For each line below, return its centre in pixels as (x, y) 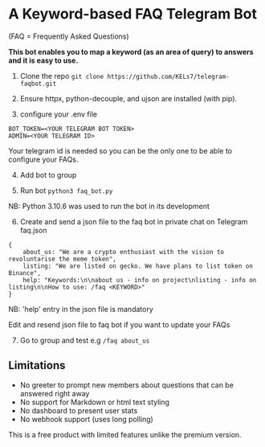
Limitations (37, 365)
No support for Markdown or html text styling (95, 402)
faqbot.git (38, 84)
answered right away (55, 393)
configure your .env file (59, 114)
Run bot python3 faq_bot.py (66, 191)
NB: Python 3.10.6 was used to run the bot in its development (109, 206)
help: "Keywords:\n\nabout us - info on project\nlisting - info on (140, 280)
